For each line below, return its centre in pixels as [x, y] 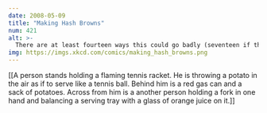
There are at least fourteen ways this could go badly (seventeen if [133, 45]
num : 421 [23, 30]
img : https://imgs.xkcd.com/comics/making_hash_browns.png [108, 53]
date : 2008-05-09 [37, 16]
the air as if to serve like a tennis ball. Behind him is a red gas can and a [125, 84]
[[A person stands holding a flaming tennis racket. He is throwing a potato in [133, 75]
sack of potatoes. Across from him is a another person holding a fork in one [132, 92]
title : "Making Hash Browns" [56, 23]
